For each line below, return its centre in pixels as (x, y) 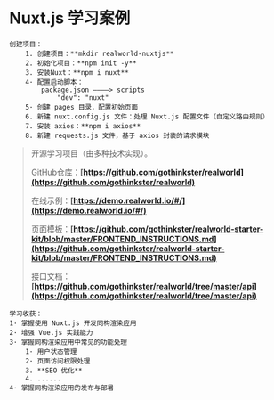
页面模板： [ (52, 229)
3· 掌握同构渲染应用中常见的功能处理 (68, 342)
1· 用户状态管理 (51, 351)
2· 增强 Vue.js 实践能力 (51, 332)
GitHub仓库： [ (57, 172)
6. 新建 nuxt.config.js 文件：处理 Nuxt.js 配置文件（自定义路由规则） (147, 117)
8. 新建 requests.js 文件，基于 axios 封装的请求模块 (117, 135)
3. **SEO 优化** (54, 371)
